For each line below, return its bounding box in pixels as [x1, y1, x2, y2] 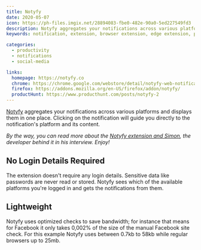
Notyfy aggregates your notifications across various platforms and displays [6, 108, 192, 115]
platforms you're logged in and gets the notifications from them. [6, 184, 164, 191]
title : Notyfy [6, 8, 42, 15]
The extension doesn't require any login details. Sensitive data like [6, 172, 169, 179]
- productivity [11, 47, 50, 54]
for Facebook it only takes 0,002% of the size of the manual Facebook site [6, 224, 190, 231]
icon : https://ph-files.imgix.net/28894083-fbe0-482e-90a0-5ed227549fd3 [6, 20, 191, 26]
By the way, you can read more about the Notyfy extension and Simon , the [6, 132, 191, 139]
